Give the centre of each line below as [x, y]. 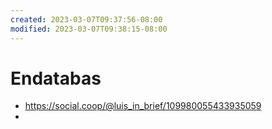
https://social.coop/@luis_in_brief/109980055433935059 [143, 106]
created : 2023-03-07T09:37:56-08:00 [86, 19]
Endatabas [56, 78]
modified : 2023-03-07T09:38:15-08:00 [89, 29]
